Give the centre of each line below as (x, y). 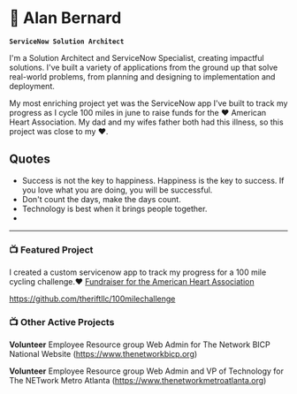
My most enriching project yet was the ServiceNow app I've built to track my (148, 103)
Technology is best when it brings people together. (114, 208)
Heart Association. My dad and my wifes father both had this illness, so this (147, 122)
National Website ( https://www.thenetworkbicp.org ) (103, 354)
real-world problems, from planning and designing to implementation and (142, 76)
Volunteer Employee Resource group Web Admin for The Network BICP (140, 345)
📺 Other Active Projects (62, 322)
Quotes (30, 159)
